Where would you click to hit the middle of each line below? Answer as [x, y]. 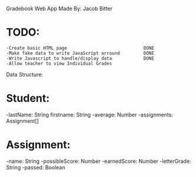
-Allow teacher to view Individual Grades [59, 63]
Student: [28, 98]
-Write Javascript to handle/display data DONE [80, 58]
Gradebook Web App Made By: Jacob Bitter [59, 9]
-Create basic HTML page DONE [80, 48]
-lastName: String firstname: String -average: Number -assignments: [89, 114]
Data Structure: [24, 74]
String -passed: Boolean [36, 167]
